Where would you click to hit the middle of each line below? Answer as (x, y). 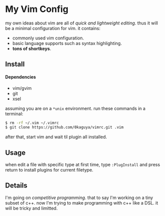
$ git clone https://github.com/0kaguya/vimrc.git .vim (64, 127)
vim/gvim (22, 88)
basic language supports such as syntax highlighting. (67, 43)
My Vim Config (37, 9)
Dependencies (21, 77)
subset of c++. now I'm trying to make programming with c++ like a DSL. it (82, 203)
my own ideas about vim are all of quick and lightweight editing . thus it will (82, 23)
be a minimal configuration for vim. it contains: (53, 28)
